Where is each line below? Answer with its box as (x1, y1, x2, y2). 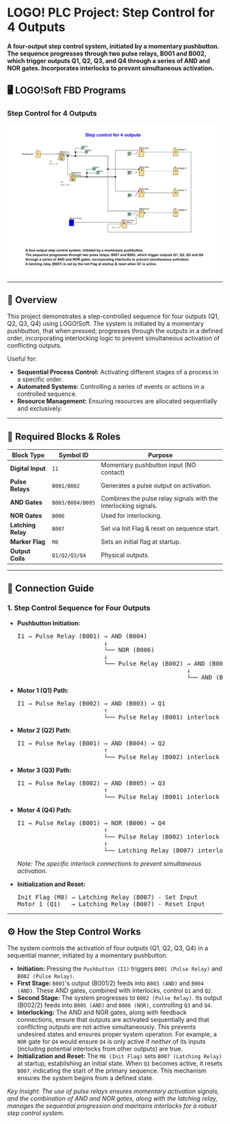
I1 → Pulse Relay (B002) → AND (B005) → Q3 (16, 779, 166, 787)
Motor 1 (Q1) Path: (16, 686, 69, 694)
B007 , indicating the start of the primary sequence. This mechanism (16, 1066, 207, 1075)
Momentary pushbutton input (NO (101, 461, 196, 469)
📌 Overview (7, 294, 57, 306)
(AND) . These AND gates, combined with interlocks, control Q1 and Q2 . (16, 986, 214, 995)
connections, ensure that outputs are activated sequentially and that (16, 1016, 210, 1024)
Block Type (12, 451, 44, 459)
